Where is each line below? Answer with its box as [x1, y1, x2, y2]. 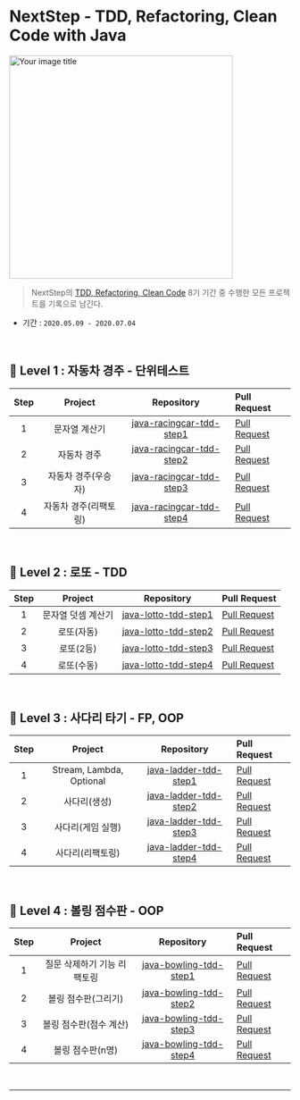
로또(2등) [59, 642, 97, 654]
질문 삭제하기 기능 [45, 958, 116, 970]
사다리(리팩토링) [54, 847, 121, 860]
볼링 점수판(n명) [53, 1044, 119, 1056]
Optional [70, 775, 106, 787]
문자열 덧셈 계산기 [42, 609, 114, 621]
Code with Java [9, 25, 127, 46]
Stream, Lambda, [52, 764, 124, 777]
